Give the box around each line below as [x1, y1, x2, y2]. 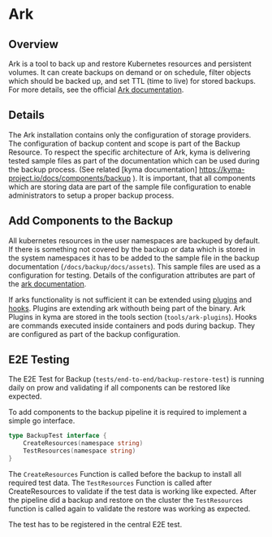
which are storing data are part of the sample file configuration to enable [8, 181, 252, 191]
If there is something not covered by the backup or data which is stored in [8, 244, 256, 254]
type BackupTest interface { [8, 432, 107, 440]
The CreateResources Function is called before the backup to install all [8, 469, 242, 478]
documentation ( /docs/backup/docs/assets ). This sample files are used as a [8, 261, 261, 271]
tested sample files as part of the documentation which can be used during [8, 155, 260, 165]
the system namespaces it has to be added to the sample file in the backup [8, 253, 260, 263]
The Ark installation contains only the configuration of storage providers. [8, 129, 252, 139]
